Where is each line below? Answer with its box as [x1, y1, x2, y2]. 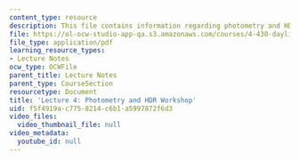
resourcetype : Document [9, 87, 98, 96]
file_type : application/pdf [9, 37, 114, 47]
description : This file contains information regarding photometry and [9, 21, 280, 30]
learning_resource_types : [9, 46, 105, 55]
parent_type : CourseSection [9, 79, 114, 88]
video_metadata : [9, 129, 69, 138]
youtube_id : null [17, 137, 82, 146]
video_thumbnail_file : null [17, 121, 122, 130]
